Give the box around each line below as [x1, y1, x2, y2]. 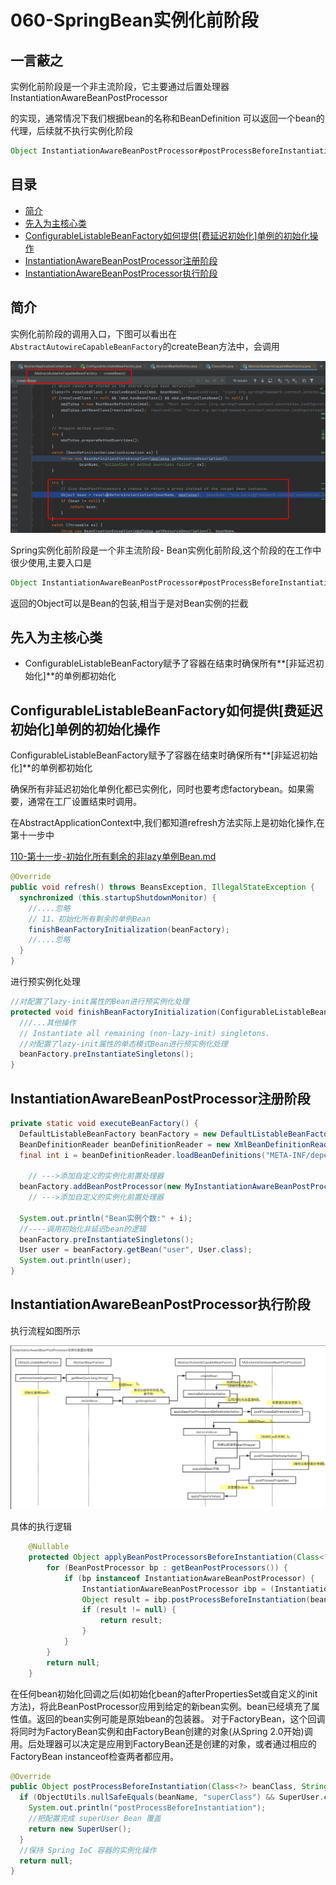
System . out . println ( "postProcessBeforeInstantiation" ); [28, 1803, 267, 1813]
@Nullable [28, 1542, 70, 1552]
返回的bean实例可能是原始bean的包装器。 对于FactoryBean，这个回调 [36, 1712, 326, 1725]
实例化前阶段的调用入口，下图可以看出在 [10, 327, 177, 340]
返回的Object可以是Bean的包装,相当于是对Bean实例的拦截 [10, 597, 249, 609]
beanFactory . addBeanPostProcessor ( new [19, 1182, 182, 1192]
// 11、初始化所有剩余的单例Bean [28, 914, 151, 924]
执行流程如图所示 [10, 1324, 81, 1336]
